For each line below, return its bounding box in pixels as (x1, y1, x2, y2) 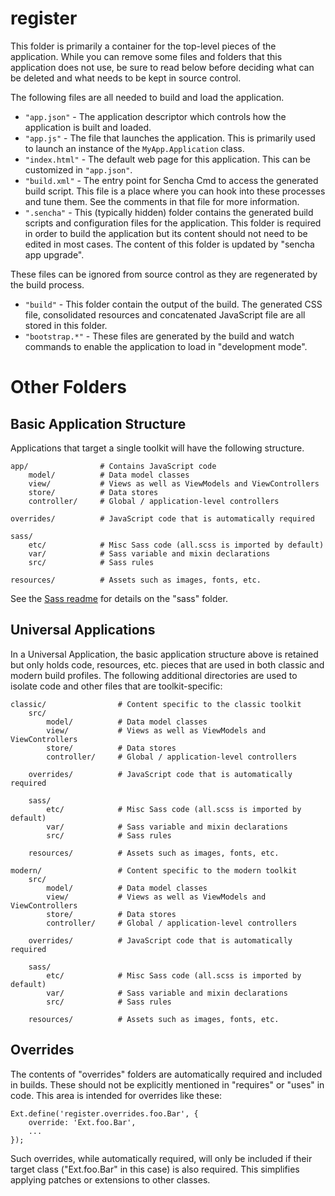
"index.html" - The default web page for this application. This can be (24, 153, 311, 165)
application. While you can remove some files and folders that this (10, 50, 283, 62)
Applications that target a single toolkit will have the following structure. (10, 442, 305, 454)
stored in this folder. (24, 319, 108, 331)
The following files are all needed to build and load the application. (10, 91, 285, 103)
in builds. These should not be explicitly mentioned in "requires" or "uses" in (10, 1078, 325, 1091)
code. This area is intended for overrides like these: (10, 1089, 223, 1101)
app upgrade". (24, 248, 85, 261)
